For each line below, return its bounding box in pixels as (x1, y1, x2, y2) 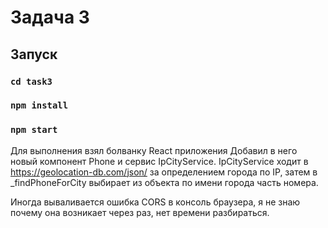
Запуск (10, 46, 58, 63)
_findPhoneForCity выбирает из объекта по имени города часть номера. (10, 176, 319, 188)
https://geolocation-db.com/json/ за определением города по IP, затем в (10, 166, 318, 178)
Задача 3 (10, 6, 90, 29)
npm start (10, 124, 58, 136)
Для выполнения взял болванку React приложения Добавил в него (10, 144, 298, 156)
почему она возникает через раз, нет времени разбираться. (10, 206, 270, 218)
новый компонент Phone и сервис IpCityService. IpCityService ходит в (10, 155, 309, 167)
